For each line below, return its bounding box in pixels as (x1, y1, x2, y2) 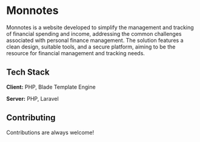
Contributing (6, 113, 56, 123)
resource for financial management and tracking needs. (6, 49, 145, 56)
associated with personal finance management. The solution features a (6, 36, 184, 44)
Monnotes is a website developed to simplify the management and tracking (6, 24, 194, 31)
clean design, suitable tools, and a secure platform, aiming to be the (6, 43, 176, 50)
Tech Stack (6, 67, 50, 78)
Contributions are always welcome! (6, 129, 95, 136)
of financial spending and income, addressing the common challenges (6, 30, 182, 37)
